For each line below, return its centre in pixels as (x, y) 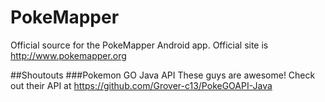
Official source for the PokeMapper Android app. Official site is (139, 45)
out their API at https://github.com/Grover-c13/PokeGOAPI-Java (141, 85)
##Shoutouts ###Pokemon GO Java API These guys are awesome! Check (163, 75)
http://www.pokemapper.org (68, 55)
